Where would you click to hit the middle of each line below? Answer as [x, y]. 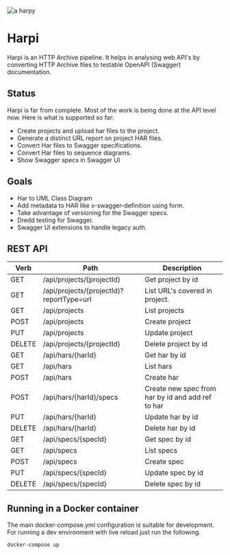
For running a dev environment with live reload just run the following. [104, 532]
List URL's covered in [178, 291]
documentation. [29, 71]
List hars [158, 366]
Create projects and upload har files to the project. [88, 131]
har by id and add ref [178, 397]
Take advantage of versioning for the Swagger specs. [93, 212]
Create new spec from [181, 389]
